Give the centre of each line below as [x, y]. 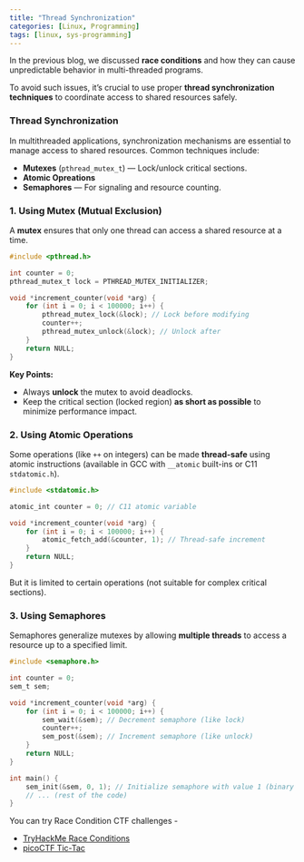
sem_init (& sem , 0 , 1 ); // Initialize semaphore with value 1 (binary [160, 787]
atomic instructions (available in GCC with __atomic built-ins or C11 [133, 464]
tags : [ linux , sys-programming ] [70, 34]
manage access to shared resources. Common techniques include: [135, 150]
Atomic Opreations [59, 177]
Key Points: [31, 374]
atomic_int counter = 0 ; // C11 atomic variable [103, 506]
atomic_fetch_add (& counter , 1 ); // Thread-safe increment [154, 540]
